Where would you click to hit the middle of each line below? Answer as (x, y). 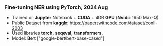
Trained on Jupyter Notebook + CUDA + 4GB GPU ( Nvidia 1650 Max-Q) (85, 18)
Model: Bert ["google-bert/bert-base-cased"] (58, 38)
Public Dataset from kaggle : (40, 23)
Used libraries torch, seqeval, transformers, (57, 33)
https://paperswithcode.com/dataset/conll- (114, 23)
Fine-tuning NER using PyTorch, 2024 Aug (56, 7)
